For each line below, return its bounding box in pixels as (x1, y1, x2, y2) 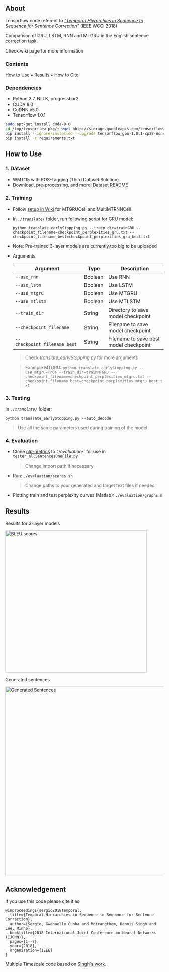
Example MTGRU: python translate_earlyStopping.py (25, 364, 137, 370)
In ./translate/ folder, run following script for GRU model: (12, 216, 134, 222)
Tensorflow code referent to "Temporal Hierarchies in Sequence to (5, 17, 143, 23)
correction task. (5, 38, 38, 44)
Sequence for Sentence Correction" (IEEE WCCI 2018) (5, 23, 117, 29)
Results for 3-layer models (5, 520, 60, 527)
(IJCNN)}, (5, 935, 26, 940)
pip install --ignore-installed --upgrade (5, 131, 96, 136)
